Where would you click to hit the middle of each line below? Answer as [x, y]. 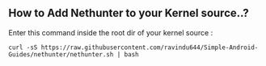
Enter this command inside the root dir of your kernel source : [111, 32]
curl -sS [23, 47]
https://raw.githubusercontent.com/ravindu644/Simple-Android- [150, 47]
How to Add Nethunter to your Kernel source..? [129, 13]
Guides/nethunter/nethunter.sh [61, 54]
